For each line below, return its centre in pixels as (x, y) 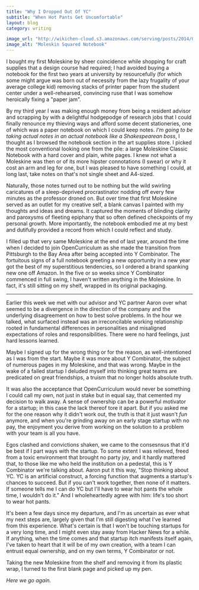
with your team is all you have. (43, 433)
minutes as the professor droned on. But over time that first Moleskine (92, 198)
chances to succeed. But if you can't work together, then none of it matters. (99, 483)
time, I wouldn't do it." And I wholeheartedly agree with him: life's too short (97, 495)
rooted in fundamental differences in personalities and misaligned (86, 328)
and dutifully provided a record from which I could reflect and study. (89, 230)
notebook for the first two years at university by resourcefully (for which (94, 74)
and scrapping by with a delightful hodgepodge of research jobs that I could (99, 117)
